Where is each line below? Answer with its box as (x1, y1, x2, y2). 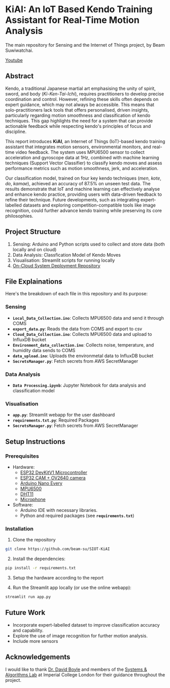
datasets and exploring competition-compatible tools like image (22, 202, 156, 208)
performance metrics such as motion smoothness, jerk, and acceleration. (5, 165, 159, 171)
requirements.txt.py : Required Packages (12, 417, 99, 423)
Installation (5, 525, 34, 532)
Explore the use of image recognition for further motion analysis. (12, 633, 148, 639)
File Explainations (5, 277, 62, 286)
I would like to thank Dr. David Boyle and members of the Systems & (5, 666, 147, 672)
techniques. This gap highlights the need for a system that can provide (5, 118, 153, 124)
